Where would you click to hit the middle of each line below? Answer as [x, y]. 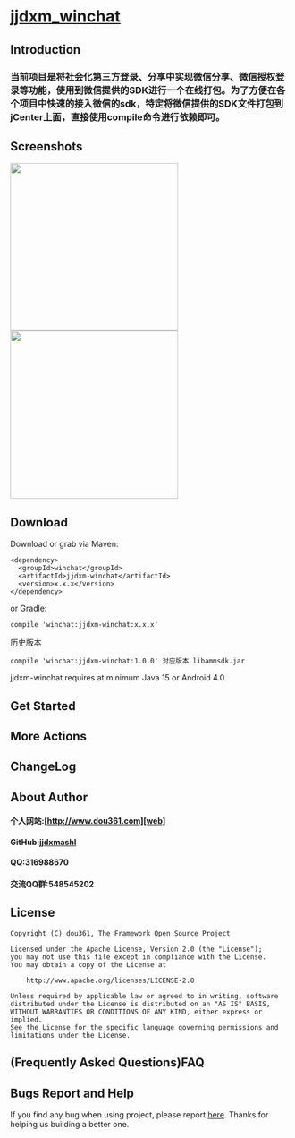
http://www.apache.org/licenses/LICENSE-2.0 [110, 980]
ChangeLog [43, 767]
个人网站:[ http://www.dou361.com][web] [88, 821]
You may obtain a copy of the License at [88, 964]
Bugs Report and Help [72, 1093]
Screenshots [46, 146]
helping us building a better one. [70, 1125]
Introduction [46, 50]
